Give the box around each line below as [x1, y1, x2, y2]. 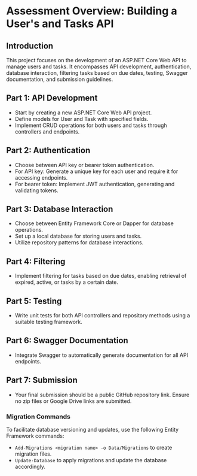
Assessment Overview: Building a [6, 4, 177, 18]
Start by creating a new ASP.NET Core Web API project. [14, 109, 152, 116]
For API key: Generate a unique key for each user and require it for [14, 168, 178, 175]
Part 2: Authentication [6, 145, 91, 156]
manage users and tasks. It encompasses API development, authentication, [6, 63, 192, 70]
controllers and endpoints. [14, 128, 80, 135]
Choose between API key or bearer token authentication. [14, 161, 155, 168]
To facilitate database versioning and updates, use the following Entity [6, 426, 179, 433]
